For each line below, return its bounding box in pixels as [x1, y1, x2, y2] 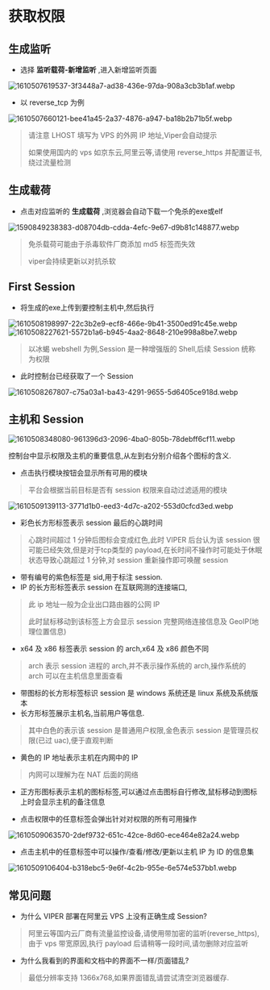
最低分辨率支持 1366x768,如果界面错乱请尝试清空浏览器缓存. [27, 973, 230, 983]
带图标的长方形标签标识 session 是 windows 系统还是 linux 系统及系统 [19, 688, 251, 698]
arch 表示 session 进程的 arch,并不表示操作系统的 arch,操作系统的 [27, 661, 247, 671]
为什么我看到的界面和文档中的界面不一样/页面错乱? [19, 956, 189, 966]
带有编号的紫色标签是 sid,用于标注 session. [19, 572, 163, 582]
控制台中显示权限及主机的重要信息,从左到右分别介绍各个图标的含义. [8, 451, 232, 460]
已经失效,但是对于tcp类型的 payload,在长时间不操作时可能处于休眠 [42, 545, 263, 555]
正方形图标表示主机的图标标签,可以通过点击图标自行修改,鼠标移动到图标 [19, 787, 258, 797]
